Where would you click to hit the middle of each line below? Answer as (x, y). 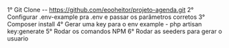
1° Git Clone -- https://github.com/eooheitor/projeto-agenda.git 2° (100, 10)
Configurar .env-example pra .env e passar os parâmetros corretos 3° (106, 17)
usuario (18, 39)
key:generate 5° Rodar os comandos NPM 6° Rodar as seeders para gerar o (115, 31)
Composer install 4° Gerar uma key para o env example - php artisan (105, 24)
